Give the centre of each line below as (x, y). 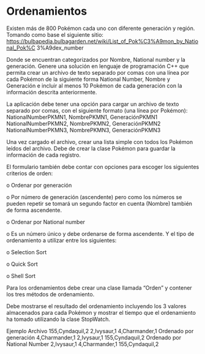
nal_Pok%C (21, 48)
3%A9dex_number (60, 48)
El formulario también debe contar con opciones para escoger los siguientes (103, 167)
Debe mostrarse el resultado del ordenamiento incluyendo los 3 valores (96, 306)
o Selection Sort (27, 252)
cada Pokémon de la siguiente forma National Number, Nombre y (88, 79)
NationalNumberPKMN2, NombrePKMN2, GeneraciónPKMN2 (84, 123)
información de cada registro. (44, 155)
